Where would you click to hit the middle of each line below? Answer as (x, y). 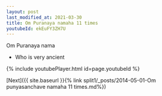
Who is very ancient (40, 57)
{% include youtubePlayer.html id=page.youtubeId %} (73, 69)
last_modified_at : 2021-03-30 (44, 17)
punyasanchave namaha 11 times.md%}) (56, 87)
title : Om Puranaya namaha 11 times (52, 23)
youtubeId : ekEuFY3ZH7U (36, 28)
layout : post (23, 12)
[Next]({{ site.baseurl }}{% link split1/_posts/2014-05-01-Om (81, 80)
